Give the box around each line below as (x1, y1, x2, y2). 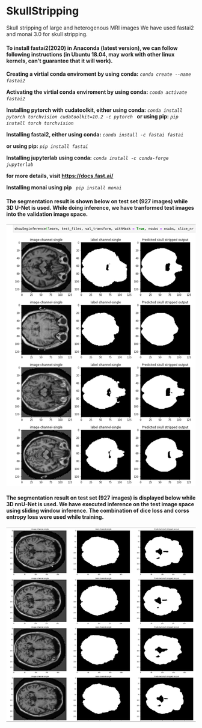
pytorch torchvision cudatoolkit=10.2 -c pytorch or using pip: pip (6, 113, 179, 120)
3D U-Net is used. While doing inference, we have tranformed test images (6, 204, 194, 211)
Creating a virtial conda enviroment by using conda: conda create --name (6, 70, 191, 78)
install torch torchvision (6, 120, 74, 127)
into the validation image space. (6, 210, 88, 218)
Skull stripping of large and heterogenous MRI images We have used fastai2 (6, 24, 194, 31)
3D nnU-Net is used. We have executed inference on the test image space (6, 501, 194, 508)
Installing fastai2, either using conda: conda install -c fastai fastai (6, 131, 184, 138)
